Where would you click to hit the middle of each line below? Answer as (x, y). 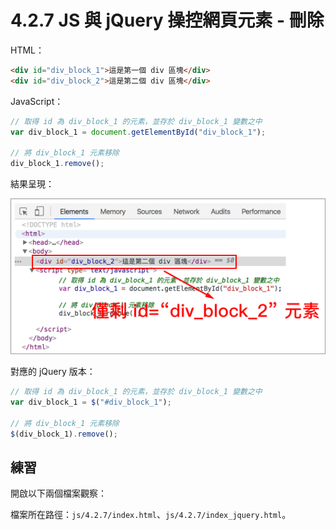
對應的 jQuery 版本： (53, 372)
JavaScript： (37, 101)
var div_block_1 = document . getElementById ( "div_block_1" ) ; (138, 132)
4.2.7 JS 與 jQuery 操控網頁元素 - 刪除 (167, 20)
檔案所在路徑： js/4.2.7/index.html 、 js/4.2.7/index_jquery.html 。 (151, 515)
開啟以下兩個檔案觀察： (58, 493)
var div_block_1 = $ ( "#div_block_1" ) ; (91, 402)
